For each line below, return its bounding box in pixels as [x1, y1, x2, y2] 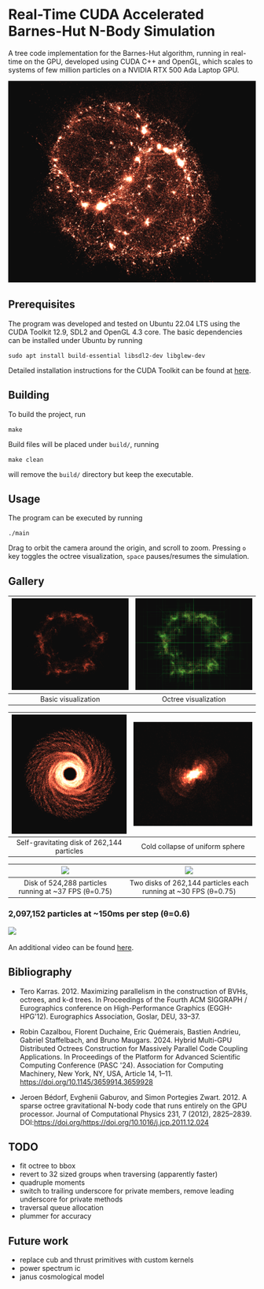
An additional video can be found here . [8, 942, 134, 952]
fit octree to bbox [19, 1161, 76, 1171]
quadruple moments [19, 1178, 85, 1187]
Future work [8, 1234, 69, 1247]
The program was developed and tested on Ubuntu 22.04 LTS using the [8, 319, 240, 328]
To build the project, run [8, 409, 86, 419]
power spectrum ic [19, 1264, 81, 1273]
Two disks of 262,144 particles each [129, 878, 249, 888]
